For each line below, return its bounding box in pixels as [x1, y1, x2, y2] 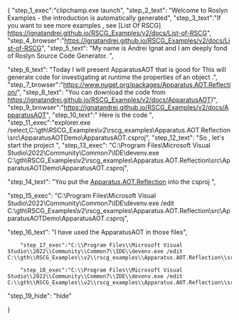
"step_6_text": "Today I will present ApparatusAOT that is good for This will [7, 66, 226, 73]
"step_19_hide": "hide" [7, 291, 73, 300]
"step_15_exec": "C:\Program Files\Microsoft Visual [7, 192, 156, 200]
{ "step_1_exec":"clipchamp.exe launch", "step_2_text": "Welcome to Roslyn [7, 6, 228, 14]
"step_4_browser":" [7, 36, 65, 45]
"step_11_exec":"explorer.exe [7, 118, 91, 127]
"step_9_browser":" [7, 103, 64, 111]
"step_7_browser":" [7, 81, 64, 88]
